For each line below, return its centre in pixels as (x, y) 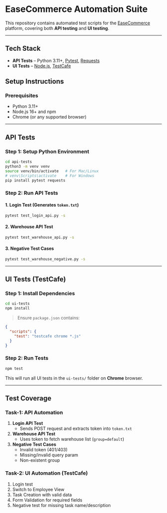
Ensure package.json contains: (48, 318)
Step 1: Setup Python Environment (47, 151)
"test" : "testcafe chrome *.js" (47, 336)
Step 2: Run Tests (27, 358)
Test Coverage (28, 398)
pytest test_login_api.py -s (35, 215)
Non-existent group (40, 460)
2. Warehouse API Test (29, 227)
